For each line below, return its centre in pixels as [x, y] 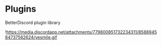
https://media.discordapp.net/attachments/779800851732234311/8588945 [82, 32]
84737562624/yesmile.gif [31, 37]
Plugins [21, 9]
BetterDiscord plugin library [33, 22]
